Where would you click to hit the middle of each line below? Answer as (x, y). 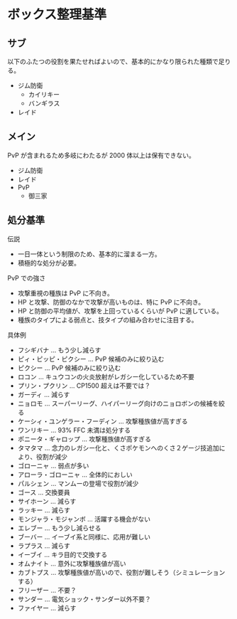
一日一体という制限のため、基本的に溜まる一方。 (89, 254)
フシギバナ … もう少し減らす (59, 350)
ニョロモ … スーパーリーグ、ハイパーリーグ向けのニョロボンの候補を (118, 403)
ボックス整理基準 (57, 15)
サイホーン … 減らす (47, 501)
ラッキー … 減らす (44, 510)
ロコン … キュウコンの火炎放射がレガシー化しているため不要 (106, 376)
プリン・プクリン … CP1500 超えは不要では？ (84, 386)
